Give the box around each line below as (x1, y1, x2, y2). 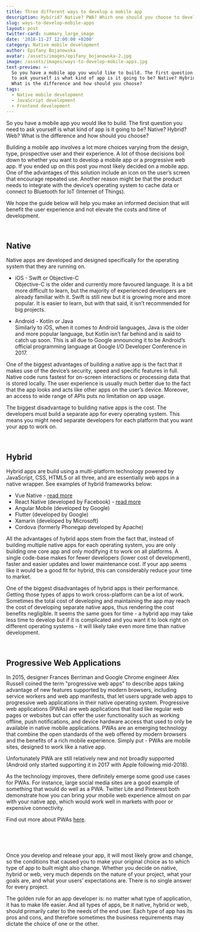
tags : (6, 86, 20, 92)
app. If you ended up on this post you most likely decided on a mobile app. (6, 162, 189, 170)
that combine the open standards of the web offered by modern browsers (6, 731, 187, 738)
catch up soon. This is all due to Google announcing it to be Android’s (14, 337, 186, 344)
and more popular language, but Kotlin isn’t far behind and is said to (14, 330, 182, 337)
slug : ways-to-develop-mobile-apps (6, 20, 95, 26)
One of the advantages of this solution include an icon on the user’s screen (6, 169, 190, 176)
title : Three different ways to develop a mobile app (6, 8, 143, 15)
